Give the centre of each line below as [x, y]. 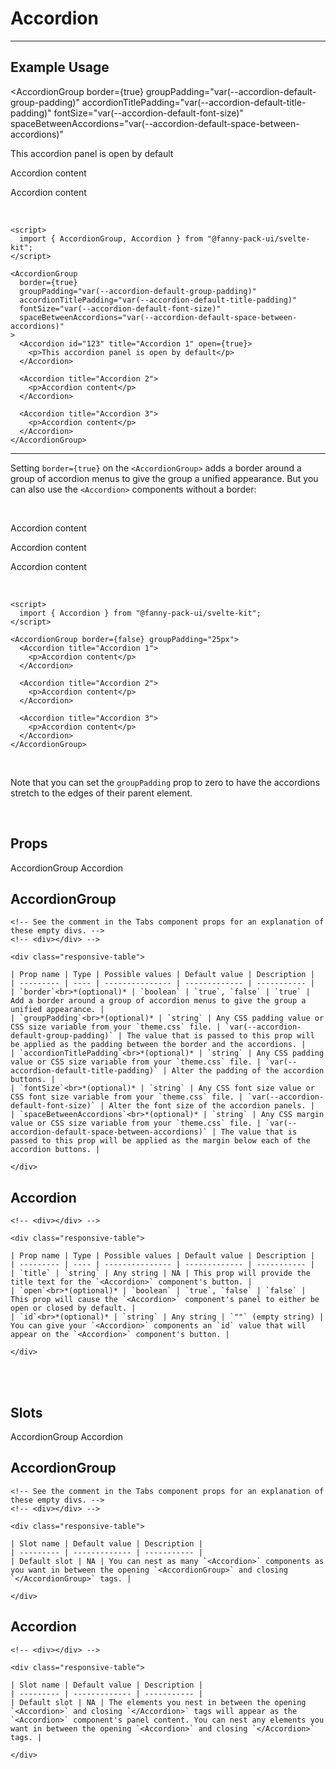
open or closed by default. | [73, 1308]
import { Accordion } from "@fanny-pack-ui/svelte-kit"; [140, 613]
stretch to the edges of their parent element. [101, 793]
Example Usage [60, 67]
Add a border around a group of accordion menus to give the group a [158, 1001]
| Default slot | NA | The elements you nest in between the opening [158, 1702]
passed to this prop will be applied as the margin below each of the [160, 1141]
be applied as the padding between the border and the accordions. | [158, 1045]
